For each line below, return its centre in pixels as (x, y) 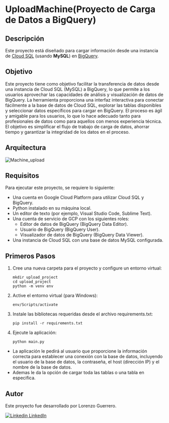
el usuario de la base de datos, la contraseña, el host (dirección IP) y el (86, 362)
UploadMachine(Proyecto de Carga (80, 9)
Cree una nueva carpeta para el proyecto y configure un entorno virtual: (87, 268)
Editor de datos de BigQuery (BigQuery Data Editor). (74, 224)
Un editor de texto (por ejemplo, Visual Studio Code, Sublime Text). (82, 214)
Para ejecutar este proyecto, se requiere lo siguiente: (60, 188)
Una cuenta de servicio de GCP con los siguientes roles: (71, 219)
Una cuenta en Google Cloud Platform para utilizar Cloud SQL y (78, 198)
